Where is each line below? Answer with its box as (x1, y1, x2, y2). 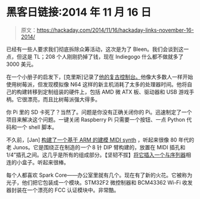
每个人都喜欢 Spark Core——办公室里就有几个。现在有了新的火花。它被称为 (6, 171, 193, 179)
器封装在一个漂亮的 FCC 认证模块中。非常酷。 (6, 186, 119, 194)
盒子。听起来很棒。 (21, 158, 69, 165)
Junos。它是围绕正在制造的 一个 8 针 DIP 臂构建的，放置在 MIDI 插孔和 (13, 143, 186, 150)
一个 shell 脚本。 (16, 123, 58, 131)
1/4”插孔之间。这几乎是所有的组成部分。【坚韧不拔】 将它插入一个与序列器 (6, 151, 186, 158)
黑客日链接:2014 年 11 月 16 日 (6, 5, 152, 19)
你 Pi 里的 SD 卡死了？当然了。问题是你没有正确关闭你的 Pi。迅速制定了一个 (6, 108, 192, 116)
